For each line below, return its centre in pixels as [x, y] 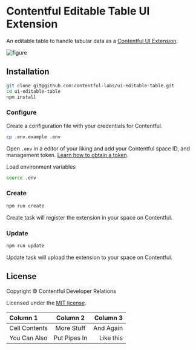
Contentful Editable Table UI [78, 11]
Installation [28, 72]
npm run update [25, 246]
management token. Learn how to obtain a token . [67, 155]
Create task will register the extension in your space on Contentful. [90, 217]
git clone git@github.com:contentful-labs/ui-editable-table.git [90, 86]
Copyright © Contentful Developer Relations [61, 291]
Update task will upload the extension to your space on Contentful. [89, 257]
